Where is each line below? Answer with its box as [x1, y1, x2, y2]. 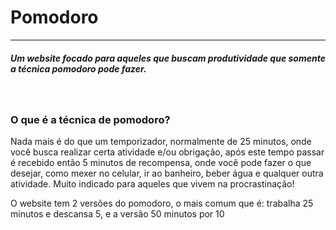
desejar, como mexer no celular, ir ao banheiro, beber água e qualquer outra [10, 167, 324, 180]
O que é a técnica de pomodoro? [10, 112, 171, 126]
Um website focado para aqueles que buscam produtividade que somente [10, 52, 326, 64]
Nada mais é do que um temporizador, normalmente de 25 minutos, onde [10, 136, 312, 148]
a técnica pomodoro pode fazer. [10, 62, 147, 75]
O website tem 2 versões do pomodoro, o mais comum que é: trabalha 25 [10, 197, 314, 210]
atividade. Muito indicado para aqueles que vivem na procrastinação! [10, 178, 295, 190]
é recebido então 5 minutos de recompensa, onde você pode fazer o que [10, 157, 312, 169]
